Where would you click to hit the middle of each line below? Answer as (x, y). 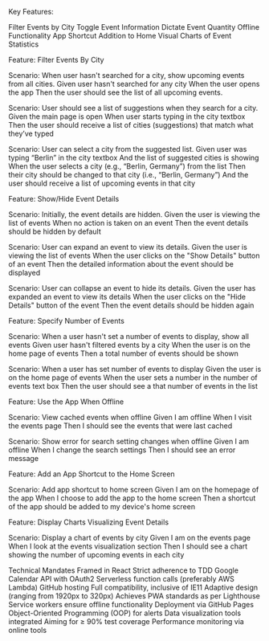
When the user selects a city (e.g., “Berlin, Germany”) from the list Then (127, 166)
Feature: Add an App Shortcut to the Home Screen (92, 474)
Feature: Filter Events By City (56, 60)
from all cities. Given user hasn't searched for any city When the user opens (134, 84)
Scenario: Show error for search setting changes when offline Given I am (129, 441)
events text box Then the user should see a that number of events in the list (133, 386)
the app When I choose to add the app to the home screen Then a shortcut (132, 498)
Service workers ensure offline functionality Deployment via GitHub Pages (131, 604)
